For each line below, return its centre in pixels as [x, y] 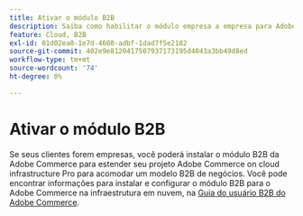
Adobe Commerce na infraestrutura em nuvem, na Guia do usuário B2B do [147, 193]
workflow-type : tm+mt [50, 60]
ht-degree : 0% [36, 77]
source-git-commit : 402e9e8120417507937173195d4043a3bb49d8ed [129, 52]
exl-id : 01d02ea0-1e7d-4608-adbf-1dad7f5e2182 [98, 43]
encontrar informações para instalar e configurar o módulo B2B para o [140, 183]
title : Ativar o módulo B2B [62, 18]
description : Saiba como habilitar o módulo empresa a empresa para [141, 26]
